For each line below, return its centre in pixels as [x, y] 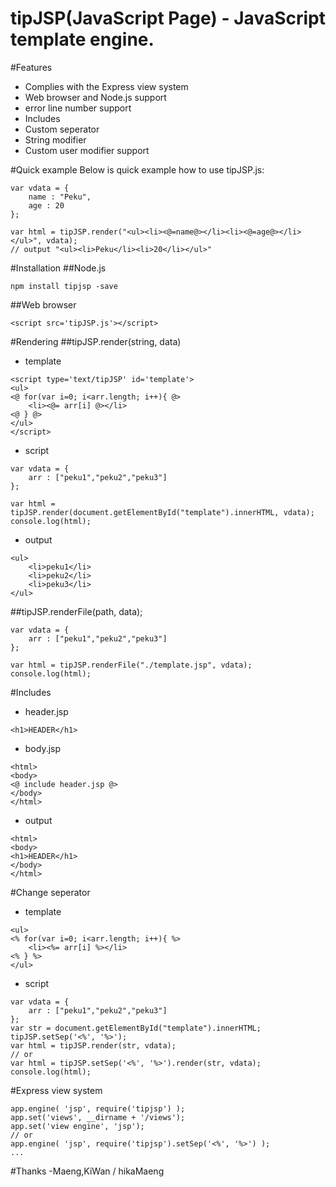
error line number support [78, 108]
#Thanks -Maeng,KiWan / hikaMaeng [87, 1171]
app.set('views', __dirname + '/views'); [98, 1117]
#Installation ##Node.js [58, 268]
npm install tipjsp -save [64, 286]
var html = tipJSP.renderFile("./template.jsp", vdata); [131, 665]
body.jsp [43, 748]
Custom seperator [62, 129]
